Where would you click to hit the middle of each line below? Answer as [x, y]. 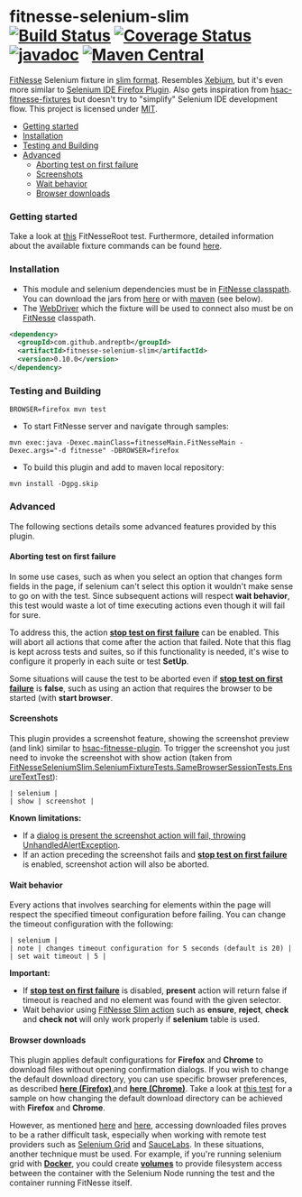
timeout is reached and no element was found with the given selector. [152, 1000]
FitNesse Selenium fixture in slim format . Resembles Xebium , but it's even [146, 79]
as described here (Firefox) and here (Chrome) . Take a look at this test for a [151, 1089]
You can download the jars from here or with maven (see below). [142, 299]
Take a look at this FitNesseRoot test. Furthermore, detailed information [142, 236]
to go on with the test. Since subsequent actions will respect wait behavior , [150, 595]
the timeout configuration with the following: [92, 924]
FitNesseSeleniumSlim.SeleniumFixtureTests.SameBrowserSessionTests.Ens [151, 767]
